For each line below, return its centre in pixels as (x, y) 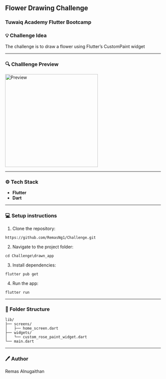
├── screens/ (19, 324)
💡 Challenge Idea (26, 36)
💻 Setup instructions (31, 216)
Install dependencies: (34, 265)
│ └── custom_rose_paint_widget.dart (46, 337)
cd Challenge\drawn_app (30, 256)
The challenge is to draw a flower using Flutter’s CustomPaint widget (75, 46)
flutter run (17, 292)
